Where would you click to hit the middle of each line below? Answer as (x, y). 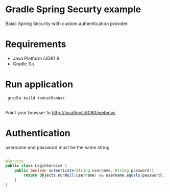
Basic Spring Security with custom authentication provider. (67, 23)
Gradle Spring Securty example (73, 9)
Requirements (36, 44)
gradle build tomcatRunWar (36, 98)
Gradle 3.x (23, 64)
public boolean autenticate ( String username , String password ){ (84, 171)
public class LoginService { (36, 166)
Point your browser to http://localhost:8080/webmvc (60, 112)
